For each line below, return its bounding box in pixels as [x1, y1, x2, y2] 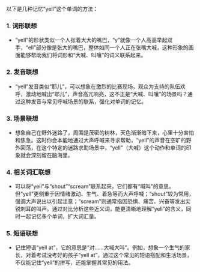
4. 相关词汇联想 [6, 168, 51, 176]
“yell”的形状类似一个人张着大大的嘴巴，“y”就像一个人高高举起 [14, 37, 168, 44]
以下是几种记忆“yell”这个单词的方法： [6, 5, 98, 12]
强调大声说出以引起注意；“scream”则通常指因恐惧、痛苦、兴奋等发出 [14, 198, 186, 205]
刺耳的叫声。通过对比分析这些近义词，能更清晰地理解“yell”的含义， [20, 205, 186, 213]
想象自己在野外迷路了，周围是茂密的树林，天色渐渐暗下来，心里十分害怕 [14, 128, 194, 136]
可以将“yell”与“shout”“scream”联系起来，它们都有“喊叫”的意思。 [14, 183, 174, 190]
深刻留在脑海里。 [31, 151, 73, 159]
